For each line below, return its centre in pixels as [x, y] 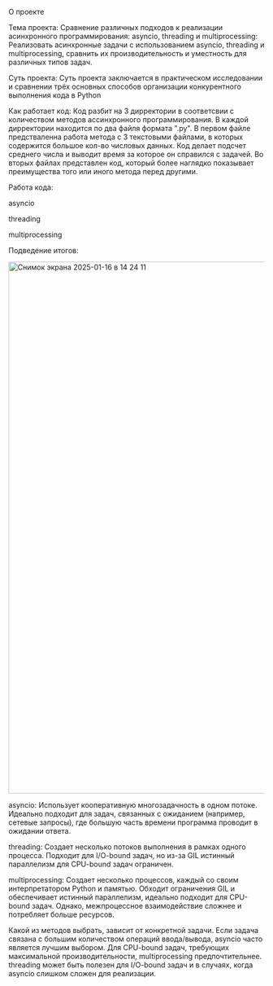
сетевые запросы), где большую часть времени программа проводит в [133, 822]
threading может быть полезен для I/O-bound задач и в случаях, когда [131, 965]
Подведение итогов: [43, 250]
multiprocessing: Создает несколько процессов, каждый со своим [123, 880]
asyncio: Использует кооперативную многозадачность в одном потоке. [133, 805]
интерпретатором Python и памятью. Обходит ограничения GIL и [122, 888]
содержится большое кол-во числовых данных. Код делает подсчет [127, 145]
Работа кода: [31, 187]
